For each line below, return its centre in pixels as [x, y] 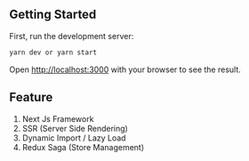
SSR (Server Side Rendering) [75, 128]
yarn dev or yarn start [53, 52]
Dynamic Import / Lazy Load [74, 138]
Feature [31, 97]
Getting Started [53, 15]
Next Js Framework [58, 118]
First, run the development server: [72, 36]
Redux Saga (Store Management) [83, 147]
